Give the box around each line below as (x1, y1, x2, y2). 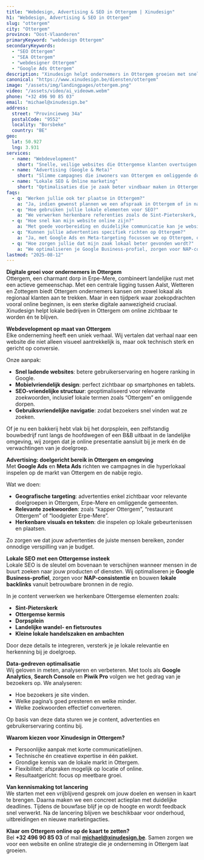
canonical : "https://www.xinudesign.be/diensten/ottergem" (6, 77, 159, 83)
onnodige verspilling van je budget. (6, 543, 95, 550)
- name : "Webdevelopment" (12, 155, 78, 162)
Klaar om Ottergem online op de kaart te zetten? (6, 827, 130, 835)
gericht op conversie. (6, 344, 59, 352)
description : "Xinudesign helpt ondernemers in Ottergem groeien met (6, 71, 186, 77)
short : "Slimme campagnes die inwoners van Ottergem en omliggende (17, 172, 191, 179)
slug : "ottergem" (6, 20, 50, 26)
